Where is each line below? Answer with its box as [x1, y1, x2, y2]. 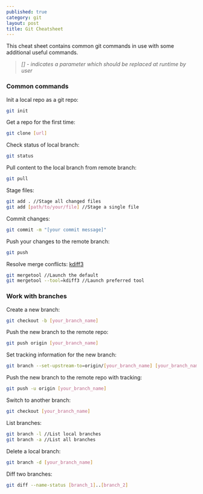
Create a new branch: [6, 305, 60, 313]
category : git [6, 15, 42, 21]
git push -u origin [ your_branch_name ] [6, 386, 107, 392]
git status [6, 153, 34, 159]
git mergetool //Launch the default [6, 272, 98, 278]
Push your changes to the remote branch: [6, 238, 110, 245]
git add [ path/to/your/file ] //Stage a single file [6, 204, 139, 210]
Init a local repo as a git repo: [6, 96, 79, 103]
